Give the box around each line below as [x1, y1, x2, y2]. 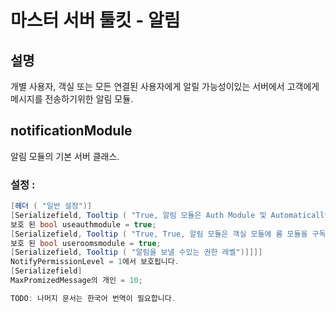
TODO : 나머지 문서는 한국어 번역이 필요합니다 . [10, 293, 177, 303]
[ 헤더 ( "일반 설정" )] [10, 201, 93, 211]
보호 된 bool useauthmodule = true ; [10, 219, 157, 230]
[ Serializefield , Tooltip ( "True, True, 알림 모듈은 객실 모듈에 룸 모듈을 [10, 229, 308, 239]
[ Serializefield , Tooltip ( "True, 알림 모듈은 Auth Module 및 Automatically [10, 210, 330, 220]
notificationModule [10, 122, 133, 140]
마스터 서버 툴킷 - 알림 [10, 9, 181, 32]
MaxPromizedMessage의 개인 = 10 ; [10, 276, 143, 286]
